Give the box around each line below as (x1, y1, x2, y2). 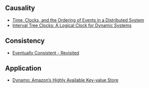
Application (5, 64, 42, 73)
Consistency (5, 37, 45, 45)
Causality (5, 4, 35, 12)
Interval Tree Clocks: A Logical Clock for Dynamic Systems (12, 22, 132, 28)
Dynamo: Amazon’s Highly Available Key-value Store (12, 77, 119, 83)
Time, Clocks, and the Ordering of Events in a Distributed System (12, 17, 144, 23)
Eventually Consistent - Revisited (12, 49, 80, 56)
